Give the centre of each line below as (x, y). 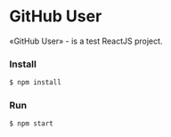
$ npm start (31, 124)
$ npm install (36, 83)
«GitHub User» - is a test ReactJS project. (86, 41)
